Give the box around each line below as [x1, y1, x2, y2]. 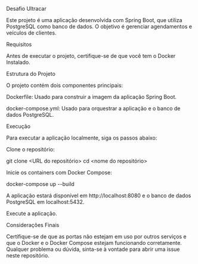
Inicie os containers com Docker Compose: [6, 169, 112, 176]
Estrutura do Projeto [6, 70, 55, 77]
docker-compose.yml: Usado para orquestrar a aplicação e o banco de [6, 105, 181, 112]
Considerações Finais [6, 222, 60, 228]
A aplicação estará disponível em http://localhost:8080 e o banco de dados [6, 192, 191, 199]
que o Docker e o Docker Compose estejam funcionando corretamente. [6, 240, 182, 246]
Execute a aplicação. [6, 210, 58, 217]
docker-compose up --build [6, 181, 75, 187]
